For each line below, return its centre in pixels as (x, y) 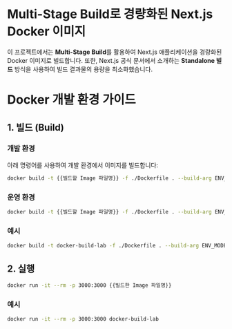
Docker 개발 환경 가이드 (71, 100)
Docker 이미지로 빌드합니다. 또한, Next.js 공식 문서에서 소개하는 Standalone (111, 60)
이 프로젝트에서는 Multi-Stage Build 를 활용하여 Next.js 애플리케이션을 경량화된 (115, 52)
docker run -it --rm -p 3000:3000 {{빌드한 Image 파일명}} (89, 285)
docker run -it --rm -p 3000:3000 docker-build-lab (83, 319)
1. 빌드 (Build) (36, 128)
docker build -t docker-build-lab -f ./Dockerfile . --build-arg (103, 246)
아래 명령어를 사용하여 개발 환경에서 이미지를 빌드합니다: (83, 165)
